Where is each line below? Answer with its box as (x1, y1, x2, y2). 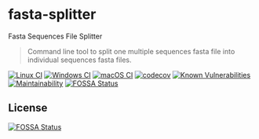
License (8, 101, 48, 115)
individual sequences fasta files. (27, 55, 132, 64)
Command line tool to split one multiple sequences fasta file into (27, 46, 235, 56)
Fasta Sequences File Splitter (8, 31, 103, 41)
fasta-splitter (8, 5, 97, 24)
